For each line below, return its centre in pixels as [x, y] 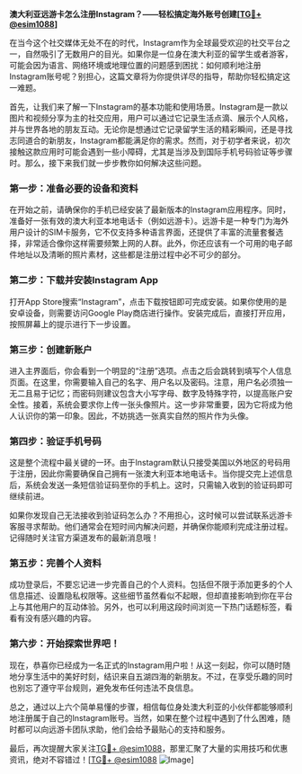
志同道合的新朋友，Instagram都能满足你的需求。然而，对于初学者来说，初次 [150, 140]
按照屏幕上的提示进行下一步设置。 [72, 324]
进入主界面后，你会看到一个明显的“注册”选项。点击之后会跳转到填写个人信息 [151, 370]
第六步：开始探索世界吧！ [65, 644]
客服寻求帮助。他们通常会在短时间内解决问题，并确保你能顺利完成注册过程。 [151, 527]
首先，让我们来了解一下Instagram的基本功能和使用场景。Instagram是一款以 [149, 107]
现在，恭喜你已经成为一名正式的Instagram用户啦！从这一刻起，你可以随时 [146, 665]
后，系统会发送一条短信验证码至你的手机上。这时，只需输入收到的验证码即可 [151, 485]
